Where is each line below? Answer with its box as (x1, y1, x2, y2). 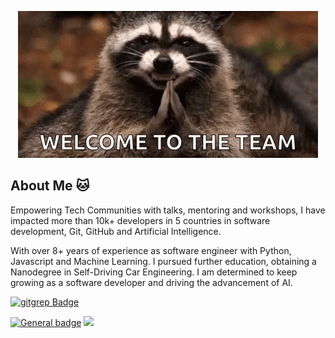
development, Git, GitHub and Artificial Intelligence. (10, 225, 222, 237)
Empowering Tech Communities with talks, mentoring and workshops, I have (10, 204, 326, 216)
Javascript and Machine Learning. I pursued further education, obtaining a (10, 255, 317, 267)
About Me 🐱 (10, 177, 90, 195)
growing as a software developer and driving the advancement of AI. (10, 276, 293, 288)
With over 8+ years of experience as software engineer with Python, (10, 244, 292, 256)
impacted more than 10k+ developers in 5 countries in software (10, 214, 271, 226)
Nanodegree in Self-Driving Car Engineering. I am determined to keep (10, 266, 298, 278)
